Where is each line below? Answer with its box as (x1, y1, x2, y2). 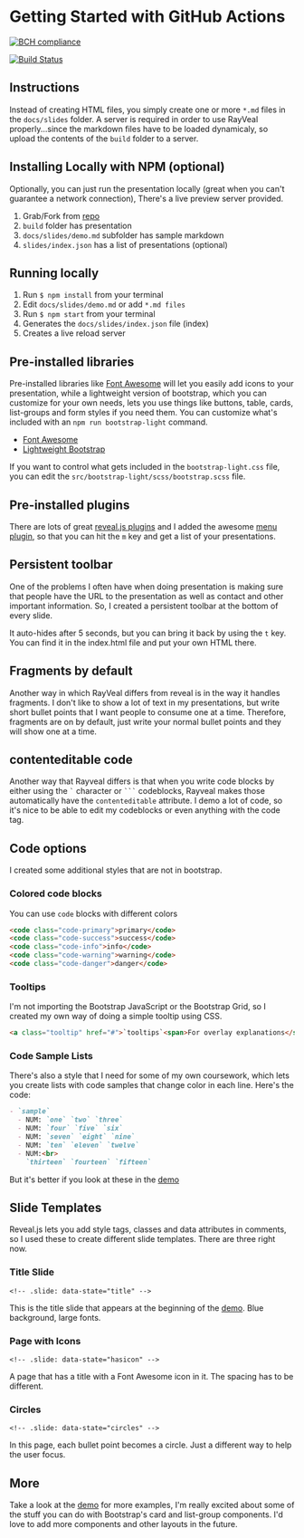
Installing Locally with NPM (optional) (9, 159, 225, 175)
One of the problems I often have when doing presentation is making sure (9, 581, 284, 592)
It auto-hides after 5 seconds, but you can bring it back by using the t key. (9, 627, 287, 638)
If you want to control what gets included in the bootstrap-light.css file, (9, 462, 280, 473)
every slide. (9, 609, 52, 621)
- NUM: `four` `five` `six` (17, 1124, 124, 1133)
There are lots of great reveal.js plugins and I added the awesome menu (9, 521, 278, 531)
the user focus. (9, 1449, 66, 1460)
